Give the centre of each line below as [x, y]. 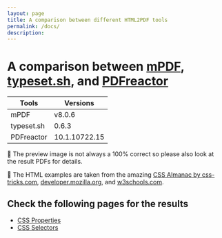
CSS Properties [39, 220]
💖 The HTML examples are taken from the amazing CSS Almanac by [104, 175]
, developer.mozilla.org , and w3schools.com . [100, 182]
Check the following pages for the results [98, 204]
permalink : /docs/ [33, 26]
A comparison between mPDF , [96, 67]
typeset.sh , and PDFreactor [88, 82]
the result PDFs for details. [45, 162]
